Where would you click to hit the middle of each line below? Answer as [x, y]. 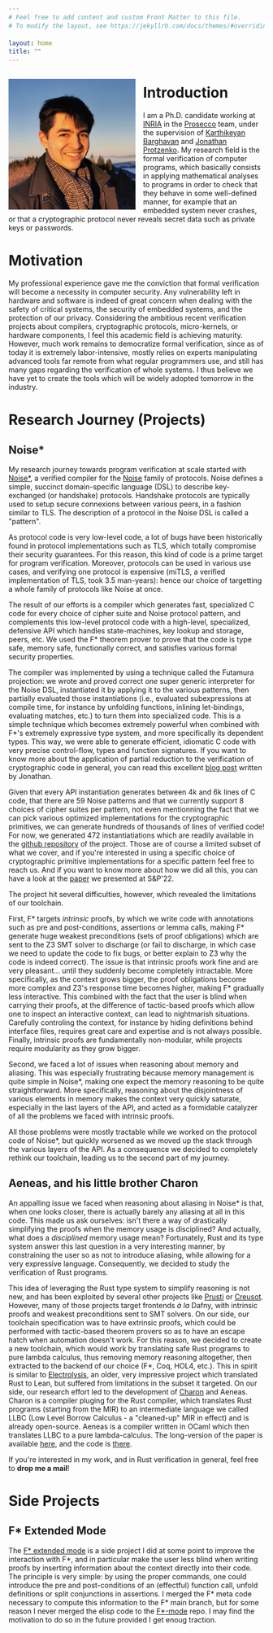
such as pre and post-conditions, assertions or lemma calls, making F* [127, 927]
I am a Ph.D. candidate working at [199, 116]
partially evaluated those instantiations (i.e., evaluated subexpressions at [130, 698]
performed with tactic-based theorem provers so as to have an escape [127, 1331]
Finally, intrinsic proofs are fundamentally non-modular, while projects [126, 1040]
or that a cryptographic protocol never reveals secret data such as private [132, 219]
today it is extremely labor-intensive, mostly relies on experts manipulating [133, 352]
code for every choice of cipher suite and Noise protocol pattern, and [125, 613]
